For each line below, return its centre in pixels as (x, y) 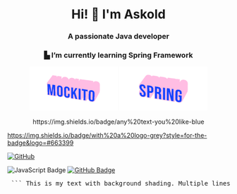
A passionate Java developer (119, 37)
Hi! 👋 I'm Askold (119, 14)
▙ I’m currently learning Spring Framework (119, 56)
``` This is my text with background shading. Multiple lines (121, 183)
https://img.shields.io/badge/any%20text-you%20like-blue (119, 122)
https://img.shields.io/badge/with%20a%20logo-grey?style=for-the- (107, 136)
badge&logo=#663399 (41, 143)
